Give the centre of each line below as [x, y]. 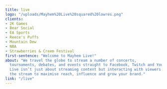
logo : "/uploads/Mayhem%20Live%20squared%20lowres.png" [64, 14]
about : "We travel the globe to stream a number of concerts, [71, 60]
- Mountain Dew [21, 42]
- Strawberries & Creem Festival [40, 51]
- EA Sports [17, 33]
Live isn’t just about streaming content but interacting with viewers [85, 70]
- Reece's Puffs [22, 38]
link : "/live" [20, 79]
